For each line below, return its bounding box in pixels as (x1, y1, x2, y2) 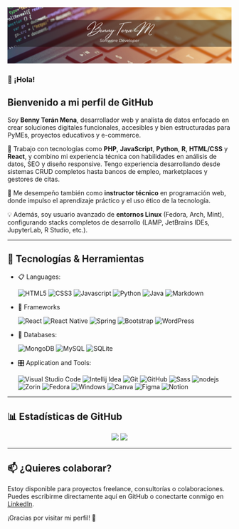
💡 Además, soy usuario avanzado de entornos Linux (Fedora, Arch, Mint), (7, 210, 224, 218)
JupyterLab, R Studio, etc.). (7, 225, 87, 234)
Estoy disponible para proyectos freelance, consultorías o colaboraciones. (7, 485, 225, 493)
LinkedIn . (7, 500, 34, 508)
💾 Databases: (17, 330, 57, 339)
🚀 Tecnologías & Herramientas (7, 253, 144, 265)
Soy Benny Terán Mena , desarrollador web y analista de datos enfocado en (7, 115, 230, 124)
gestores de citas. (7, 175, 60, 183)
